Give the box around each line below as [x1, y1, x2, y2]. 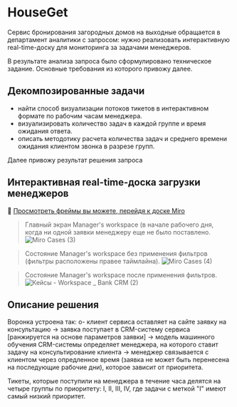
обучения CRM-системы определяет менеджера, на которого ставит [7, 340, 218, 349]
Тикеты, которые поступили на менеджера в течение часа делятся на [7, 377, 221, 386]
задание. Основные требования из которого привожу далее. [7, 64, 193, 73]
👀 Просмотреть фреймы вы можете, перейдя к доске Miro [7, 206, 185, 215]
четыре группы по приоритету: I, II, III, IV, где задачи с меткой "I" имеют [7, 384, 226, 393]
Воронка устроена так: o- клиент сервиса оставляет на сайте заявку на [7, 318, 226, 326]
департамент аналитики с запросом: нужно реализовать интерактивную [7, 35, 230, 43]
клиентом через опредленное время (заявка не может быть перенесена [7, 356, 230, 364]
